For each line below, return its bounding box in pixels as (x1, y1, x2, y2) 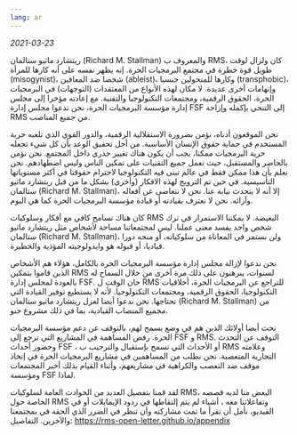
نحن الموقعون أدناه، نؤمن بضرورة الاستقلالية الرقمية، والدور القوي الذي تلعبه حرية (10, 128, 279, 139)
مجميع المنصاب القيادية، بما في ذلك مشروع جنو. (10, 304, 168, 316)
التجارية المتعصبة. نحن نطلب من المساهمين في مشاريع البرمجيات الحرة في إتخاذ (10, 350, 277, 361)
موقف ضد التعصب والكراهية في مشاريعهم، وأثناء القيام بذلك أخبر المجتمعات (10, 359, 261, 370)
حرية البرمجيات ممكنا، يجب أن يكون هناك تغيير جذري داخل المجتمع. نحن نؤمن (10, 148, 266, 158)
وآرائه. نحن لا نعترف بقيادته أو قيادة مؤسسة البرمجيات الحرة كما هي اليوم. (10, 195, 253, 205)
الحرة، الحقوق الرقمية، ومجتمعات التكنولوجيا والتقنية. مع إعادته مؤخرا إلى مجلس (10, 93, 275, 103)
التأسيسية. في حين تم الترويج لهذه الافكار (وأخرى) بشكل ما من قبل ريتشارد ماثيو (10, 175, 275, 187)
